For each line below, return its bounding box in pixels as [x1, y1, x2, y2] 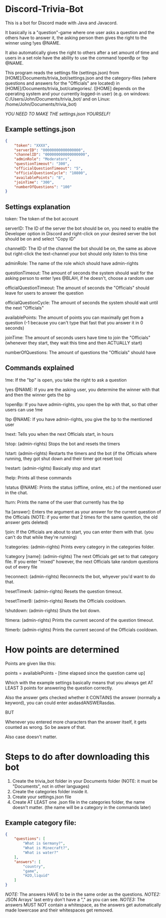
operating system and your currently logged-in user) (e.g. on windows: [5, 91, 150, 97]
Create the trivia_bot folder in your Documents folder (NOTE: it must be [12, 778, 158, 784]
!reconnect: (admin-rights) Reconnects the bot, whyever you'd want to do [5, 573, 156, 579]
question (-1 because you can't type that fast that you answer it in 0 [5, 320, 144, 326]
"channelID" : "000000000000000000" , [14, 152, 90, 157]
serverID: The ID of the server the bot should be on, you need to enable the [5, 225, 159, 231]
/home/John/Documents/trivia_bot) [5, 101, 77, 107]
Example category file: [5, 818, 77, 827]
